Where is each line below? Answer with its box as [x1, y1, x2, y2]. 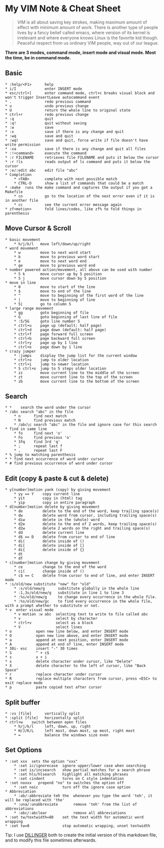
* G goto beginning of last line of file [14, 315, 118, 319]
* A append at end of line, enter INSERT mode [5, 642, 124, 647]
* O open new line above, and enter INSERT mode [5, 634, 129, 638]
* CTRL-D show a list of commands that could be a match [14, 181, 144, 185]
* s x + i [5, 655, 48, 660]
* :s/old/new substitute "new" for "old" [5, 582, 91, 587]
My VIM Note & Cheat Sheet [5, 3, 121, 14]
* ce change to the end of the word [14, 565, 107, 570]
